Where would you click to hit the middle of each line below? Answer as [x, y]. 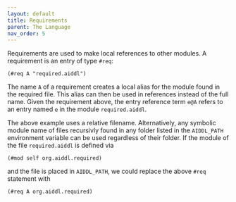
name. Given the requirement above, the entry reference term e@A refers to [115, 102]
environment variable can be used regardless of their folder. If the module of [118, 138]
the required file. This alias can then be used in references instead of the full [118, 94]
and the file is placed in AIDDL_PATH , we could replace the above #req [107, 171]
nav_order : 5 [26, 33]
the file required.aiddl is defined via [61, 146]
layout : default [31, 14]
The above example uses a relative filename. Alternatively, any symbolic [112, 123]
